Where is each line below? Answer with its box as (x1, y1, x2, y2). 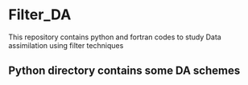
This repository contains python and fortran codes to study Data (8, 32, 221, 42)
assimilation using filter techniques (8, 40, 124, 50)
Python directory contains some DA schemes (8, 64, 241, 78)
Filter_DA (8, 6, 72, 24)
